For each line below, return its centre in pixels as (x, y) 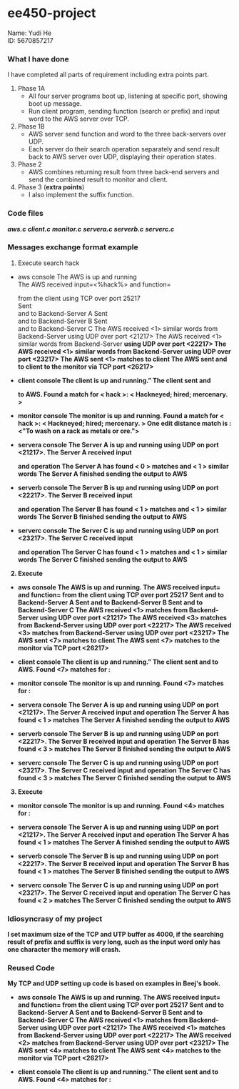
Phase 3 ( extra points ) (51, 187)
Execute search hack (49, 263)
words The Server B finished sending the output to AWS (102, 517)
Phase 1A (31, 89)
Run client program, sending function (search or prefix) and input (124, 111)
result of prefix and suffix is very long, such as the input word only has (114, 942)
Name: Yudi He (30, 33)
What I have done (38, 59)
